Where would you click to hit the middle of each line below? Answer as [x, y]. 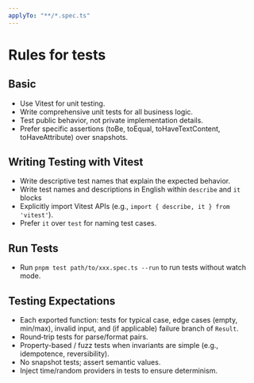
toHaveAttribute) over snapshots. [74, 137]
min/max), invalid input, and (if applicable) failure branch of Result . [129, 329]
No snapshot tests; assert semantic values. [90, 362]
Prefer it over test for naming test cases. [88, 223]
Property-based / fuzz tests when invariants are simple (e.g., [119, 346]
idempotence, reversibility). [64, 354]
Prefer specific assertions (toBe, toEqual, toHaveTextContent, [120, 129]
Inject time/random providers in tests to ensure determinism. [119, 371]
